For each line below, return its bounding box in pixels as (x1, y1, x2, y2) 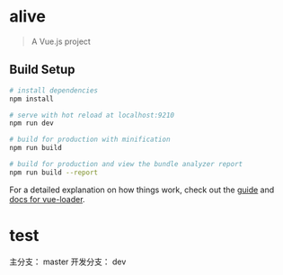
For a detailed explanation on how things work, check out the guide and (9, 184, 275, 195)
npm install (9, 94, 54, 103)
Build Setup (9, 62, 75, 77)
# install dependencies (9, 85, 99, 95)
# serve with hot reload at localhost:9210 (9, 111, 175, 120)
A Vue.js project (31, 36, 92, 47)
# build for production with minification (9, 135, 171, 145)
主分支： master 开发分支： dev (9, 256, 127, 267)
